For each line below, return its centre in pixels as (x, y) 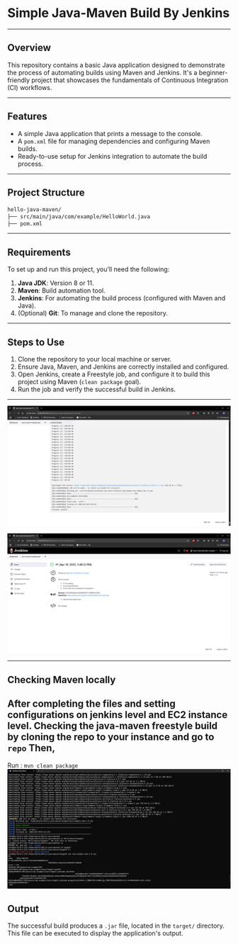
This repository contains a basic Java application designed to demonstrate (116, 64)
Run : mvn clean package (43, 765)
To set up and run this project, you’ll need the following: (89, 269)
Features (27, 117)
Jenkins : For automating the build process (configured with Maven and (121, 298)
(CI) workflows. (30, 87)
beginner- (213, 72)
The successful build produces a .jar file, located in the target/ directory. (116, 926)
